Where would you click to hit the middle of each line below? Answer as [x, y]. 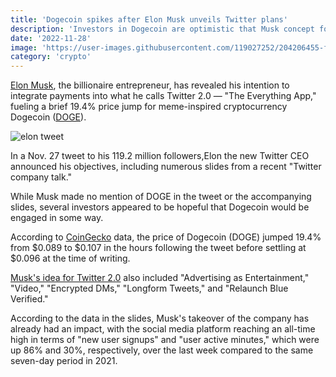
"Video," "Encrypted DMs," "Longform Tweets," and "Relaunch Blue [149, 288]
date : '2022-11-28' [51, 38]
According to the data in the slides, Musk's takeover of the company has [160, 318]
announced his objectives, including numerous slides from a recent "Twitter [166, 167]
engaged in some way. [57, 218]
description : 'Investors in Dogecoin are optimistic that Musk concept [162, 29]
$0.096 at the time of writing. [70, 258]
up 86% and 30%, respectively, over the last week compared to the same [162, 350]
